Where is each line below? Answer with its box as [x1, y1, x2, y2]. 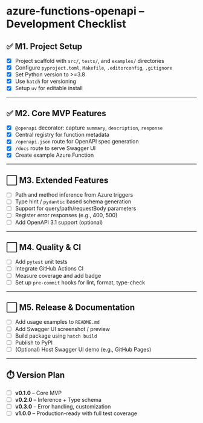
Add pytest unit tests [14, 258, 68, 266]
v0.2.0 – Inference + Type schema [14, 396, 101, 403]
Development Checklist [6, 17, 126, 31]
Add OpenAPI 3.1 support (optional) [14, 218, 103, 226]
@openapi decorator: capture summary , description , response [14, 124, 163, 131]
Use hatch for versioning [14, 77, 77, 85]
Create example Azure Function [14, 151, 94, 159]
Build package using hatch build [14, 332, 97, 339]
